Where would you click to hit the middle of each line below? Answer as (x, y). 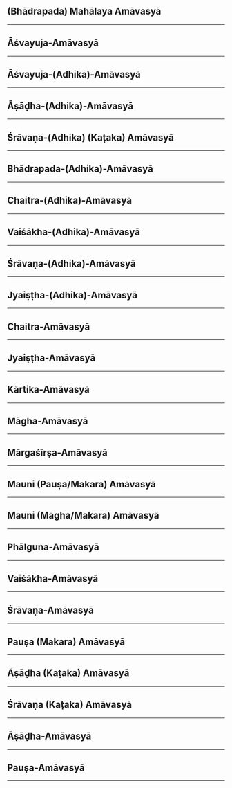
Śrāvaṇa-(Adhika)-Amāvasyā (71, 263)
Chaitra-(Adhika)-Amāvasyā (70, 200)
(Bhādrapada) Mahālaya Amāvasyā (84, 11)
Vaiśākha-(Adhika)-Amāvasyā (74, 232)
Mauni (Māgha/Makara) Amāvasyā (84, 516)
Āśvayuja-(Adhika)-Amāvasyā (74, 74)
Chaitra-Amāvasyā (49, 326)
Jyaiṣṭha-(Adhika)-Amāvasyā (72, 295)
